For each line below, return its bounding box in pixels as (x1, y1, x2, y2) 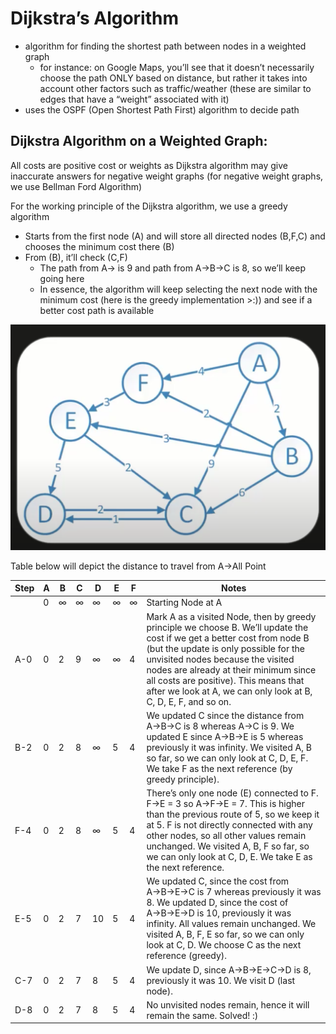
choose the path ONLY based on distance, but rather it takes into (39, 72, 308, 84)
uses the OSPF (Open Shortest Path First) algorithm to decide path (24, 103, 300, 116)
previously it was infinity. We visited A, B (146, 741, 312, 753)
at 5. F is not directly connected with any (146, 819, 313, 831)
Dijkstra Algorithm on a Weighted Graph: (10, 133, 268, 150)
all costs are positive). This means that (146, 674, 305, 686)
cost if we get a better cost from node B (146, 632, 310, 644)
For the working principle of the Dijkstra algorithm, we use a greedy (10, 200, 288, 212)
